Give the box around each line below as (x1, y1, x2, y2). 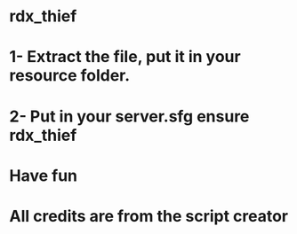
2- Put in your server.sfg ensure (9, 106, 250, 126)
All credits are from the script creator (9, 206, 289, 226)
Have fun (9, 166, 78, 185)
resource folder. (9, 66, 131, 86)
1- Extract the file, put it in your (9, 47, 242, 67)
